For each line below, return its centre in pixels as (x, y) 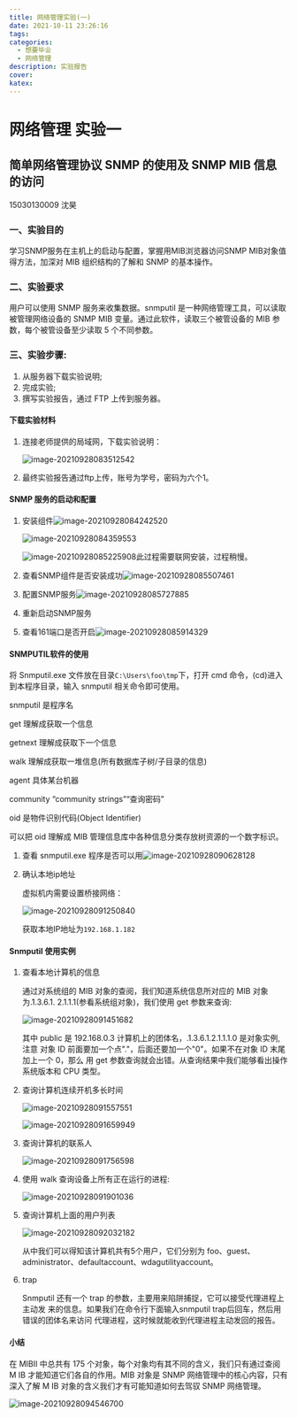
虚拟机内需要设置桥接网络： (72, 893)
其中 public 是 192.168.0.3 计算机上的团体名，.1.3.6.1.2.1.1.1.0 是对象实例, (151, 1038)
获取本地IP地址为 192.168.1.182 (78, 929)
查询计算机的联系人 (57, 1144)
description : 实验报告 (48, 67)
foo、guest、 (231, 1251)
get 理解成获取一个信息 (51, 724)
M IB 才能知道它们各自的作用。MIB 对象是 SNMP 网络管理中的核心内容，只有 (148, 1375)
